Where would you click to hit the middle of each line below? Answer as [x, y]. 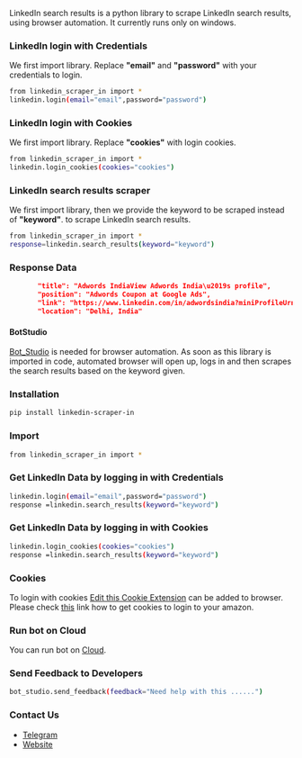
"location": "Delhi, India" [90, 311]
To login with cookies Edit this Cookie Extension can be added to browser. [147, 597]
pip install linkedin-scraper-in [72, 413]
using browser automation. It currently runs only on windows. [123, 23]
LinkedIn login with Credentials [79, 46]
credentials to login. [46, 75]
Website [38, 744]
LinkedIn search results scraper [80, 191]
